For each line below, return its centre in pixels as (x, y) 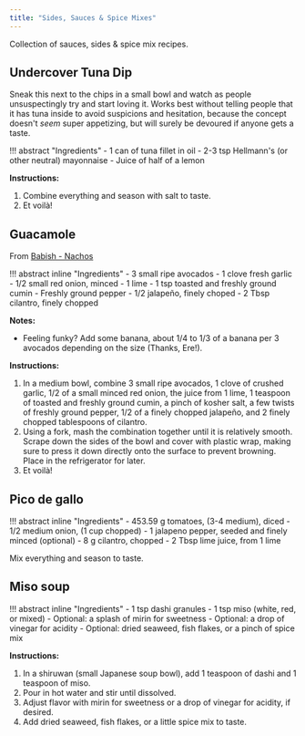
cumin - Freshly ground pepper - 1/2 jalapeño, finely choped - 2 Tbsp (140, 294)
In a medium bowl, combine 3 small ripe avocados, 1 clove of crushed (153, 383)
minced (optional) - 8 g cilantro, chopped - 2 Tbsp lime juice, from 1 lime (145, 541)
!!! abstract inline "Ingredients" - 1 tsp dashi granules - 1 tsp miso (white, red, (153, 608)
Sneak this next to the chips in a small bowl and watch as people (131, 94)
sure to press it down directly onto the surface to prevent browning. (149, 451)
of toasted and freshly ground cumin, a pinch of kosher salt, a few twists (158, 403)
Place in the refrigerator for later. (84, 461)
